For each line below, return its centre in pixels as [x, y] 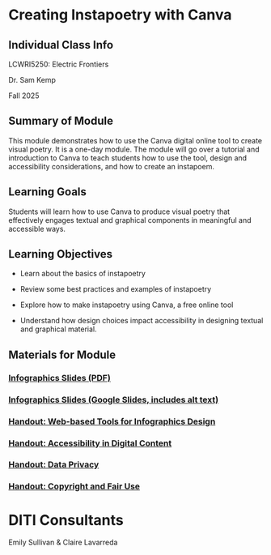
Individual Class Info [61, 45]
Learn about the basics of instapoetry [83, 274]
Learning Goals [48, 192]
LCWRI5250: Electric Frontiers [59, 64]
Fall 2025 [24, 96]
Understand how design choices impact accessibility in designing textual [142, 321]
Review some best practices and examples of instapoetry [116, 289]
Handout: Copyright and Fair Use [74, 486]
